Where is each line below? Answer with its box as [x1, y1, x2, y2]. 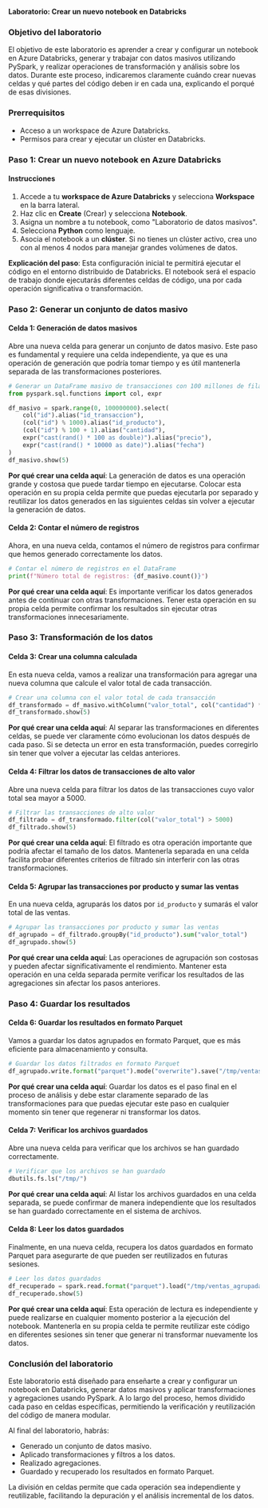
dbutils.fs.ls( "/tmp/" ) [8, 1174, 88, 1182]
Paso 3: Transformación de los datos [8, 632, 153, 643]
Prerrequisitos [8, 107, 65, 118]
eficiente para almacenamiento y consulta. [8, 1044, 148, 1054]
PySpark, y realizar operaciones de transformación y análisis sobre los [8, 62, 241, 71]
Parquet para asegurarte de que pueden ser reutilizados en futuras [8, 1250, 229, 1260]
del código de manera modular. [8, 1410, 111, 1419]
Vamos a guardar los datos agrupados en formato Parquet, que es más [8, 1036, 241, 1046]
